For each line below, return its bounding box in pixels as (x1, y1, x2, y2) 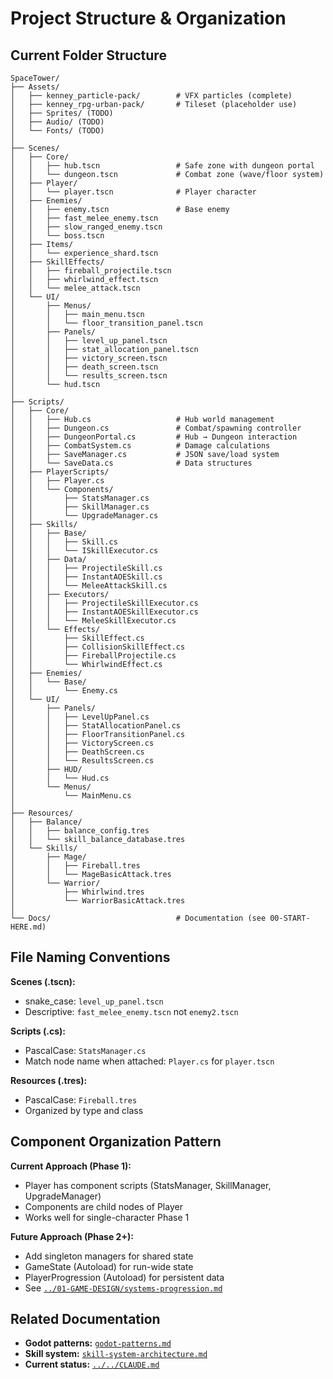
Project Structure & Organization (10, 7, 287, 30)
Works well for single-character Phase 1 (24, 1211, 190, 1223)
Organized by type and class (24, 1104, 144, 1116)
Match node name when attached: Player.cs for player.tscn (24, 1055, 275, 1067)
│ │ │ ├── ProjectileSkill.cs (10, 563, 163, 573)
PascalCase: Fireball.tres (24, 1093, 138, 1106)
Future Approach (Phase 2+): (10, 1230, 134, 1242)
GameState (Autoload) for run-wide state (24, 1260, 194, 1272)
